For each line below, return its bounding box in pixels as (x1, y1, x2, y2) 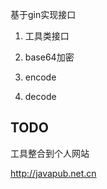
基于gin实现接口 (10, 9, 77, 20)
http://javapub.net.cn (10, 167, 97, 179)
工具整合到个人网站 (10, 147, 90, 159)
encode (24, 71, 57, 83)
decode (24, 91, 57, 102)
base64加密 (24, 51, 75, 63)
